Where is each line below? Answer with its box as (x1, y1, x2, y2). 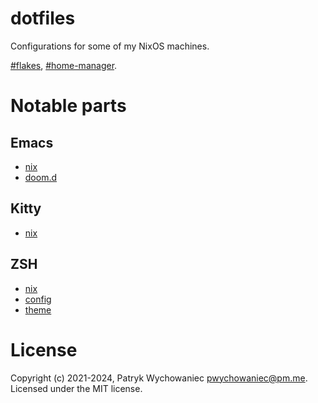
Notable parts (10, 95, 127, 117)
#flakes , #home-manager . (10, 59, 118, 71)
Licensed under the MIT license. (10, 382, 143, 394)
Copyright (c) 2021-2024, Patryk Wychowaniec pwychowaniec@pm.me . (10, 372, 308, 384)
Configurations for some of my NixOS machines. (10, 40, 210, 52)
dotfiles (10, 7, 76, 30)
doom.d (24, 171, 58, 183)
